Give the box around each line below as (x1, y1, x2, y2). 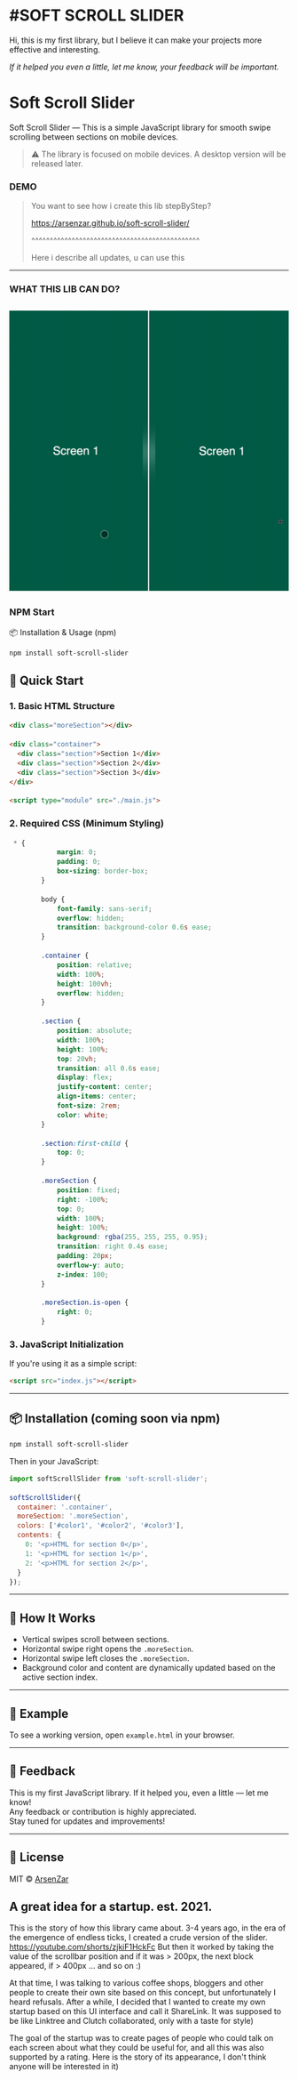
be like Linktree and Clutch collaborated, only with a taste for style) (9, 2016, 255, 2027)
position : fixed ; (56, 1185, 122, 1195)
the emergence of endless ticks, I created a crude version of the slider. (9, 1932, 268, 1943)
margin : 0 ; (56, 848, 98, 857)
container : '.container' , (17, 1503, 114, 1512)
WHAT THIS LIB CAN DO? (9, 283, 121, 295)
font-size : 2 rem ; (56, 1101, 122, 1110)
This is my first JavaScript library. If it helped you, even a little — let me (9, 1787, 269, 1798)
